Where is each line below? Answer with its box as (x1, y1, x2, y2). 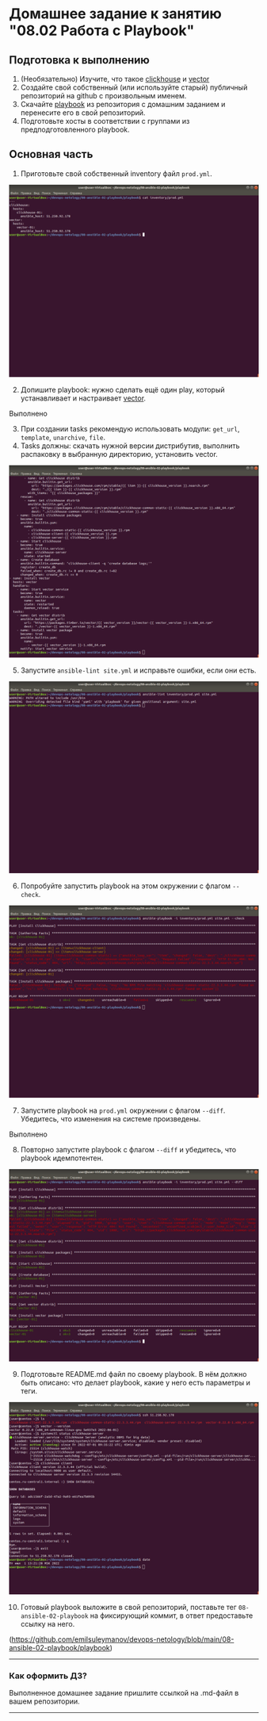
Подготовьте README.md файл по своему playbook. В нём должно (20, 1370, 247, 1379)
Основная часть (9, 148, 93, 161)
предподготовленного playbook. (20, 125, 130, 134)
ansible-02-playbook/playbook (9, 1642, 110, 1652)
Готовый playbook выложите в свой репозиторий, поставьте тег (20, 1602, 237, 1612)
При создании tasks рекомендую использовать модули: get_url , (20, 424, 240, 433)
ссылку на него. (20, 1619, 75, 1628)
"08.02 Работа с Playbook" (9, 21, 195, 40)
